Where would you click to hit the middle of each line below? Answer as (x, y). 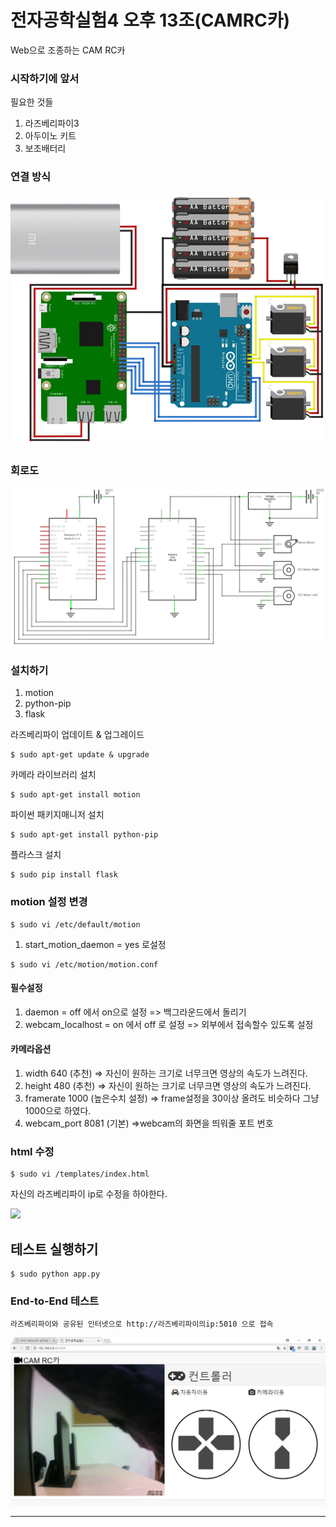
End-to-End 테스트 (55, 1301)
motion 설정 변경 (49, 902)
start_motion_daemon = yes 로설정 (95, 944)
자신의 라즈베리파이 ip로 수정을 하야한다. (89, 1194)
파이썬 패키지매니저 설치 (57, 815)
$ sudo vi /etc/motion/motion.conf (84, 964)
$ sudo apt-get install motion (75, 795)
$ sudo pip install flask (64, 875)
